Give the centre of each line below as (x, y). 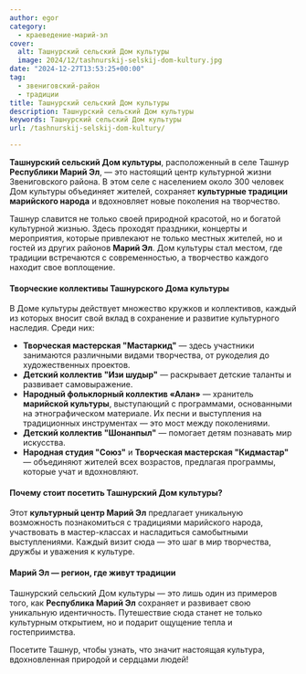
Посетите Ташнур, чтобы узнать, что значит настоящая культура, (137, 649)
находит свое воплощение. (63, 267)
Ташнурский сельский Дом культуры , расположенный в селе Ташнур (149, 162)
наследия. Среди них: (52, 328)
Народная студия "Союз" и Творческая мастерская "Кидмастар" (156, 452)
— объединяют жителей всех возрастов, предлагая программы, (149, 462)
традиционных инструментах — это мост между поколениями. (147, 423)
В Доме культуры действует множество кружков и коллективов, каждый (153, 309)
